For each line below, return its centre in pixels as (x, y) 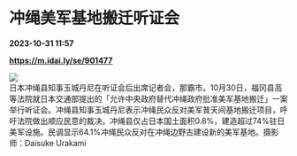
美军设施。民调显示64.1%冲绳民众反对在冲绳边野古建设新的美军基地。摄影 (144, 132)
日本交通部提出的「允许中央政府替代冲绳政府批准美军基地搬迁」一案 (164, 98)
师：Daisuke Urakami (48, 143)
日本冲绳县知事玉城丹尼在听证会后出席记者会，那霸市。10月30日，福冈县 (142, 87)
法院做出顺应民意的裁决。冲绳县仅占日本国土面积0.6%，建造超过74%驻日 (151, 121)
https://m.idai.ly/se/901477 (61, 60)
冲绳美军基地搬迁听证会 (95, 18)
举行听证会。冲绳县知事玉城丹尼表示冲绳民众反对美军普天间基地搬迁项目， (145, 109)
